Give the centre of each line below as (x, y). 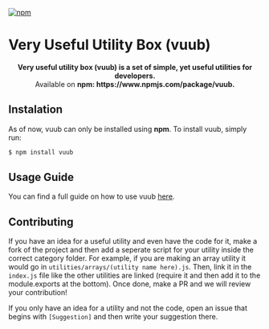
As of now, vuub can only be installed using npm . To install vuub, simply (128, 129)
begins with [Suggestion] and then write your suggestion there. (113, 317)
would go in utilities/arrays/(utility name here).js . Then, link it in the (130, 267)
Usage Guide (41, 177)
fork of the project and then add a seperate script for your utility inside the (131, 250)
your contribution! (38, 293)
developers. (135, 76)
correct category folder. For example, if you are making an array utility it (127, 258)
